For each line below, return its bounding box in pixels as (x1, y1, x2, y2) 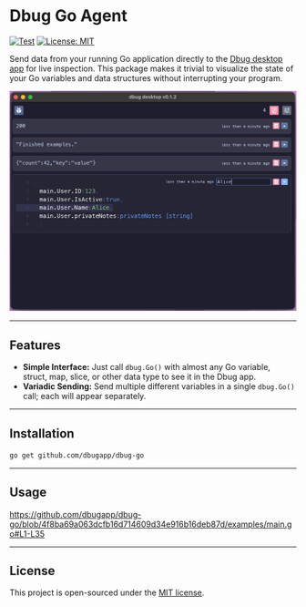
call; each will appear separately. (22, 391, 147, 402)
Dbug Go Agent (9, 5, 127, 26)
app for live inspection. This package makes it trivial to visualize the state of (9, 63, 294, 74)
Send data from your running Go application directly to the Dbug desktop (9, 53, 283, 64)
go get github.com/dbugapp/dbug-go (9, 450, 145, 460)
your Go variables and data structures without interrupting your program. (9, 72, 283, 83)
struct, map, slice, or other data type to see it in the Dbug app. (22, 371, 257, 383)
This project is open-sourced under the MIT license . (9, 587, 205, 598)
